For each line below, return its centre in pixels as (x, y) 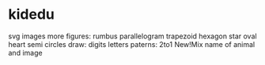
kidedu (32, 14)
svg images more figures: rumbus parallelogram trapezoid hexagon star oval (132, 36)
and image (25, 52)
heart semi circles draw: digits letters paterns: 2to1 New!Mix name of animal (132, 44)
